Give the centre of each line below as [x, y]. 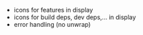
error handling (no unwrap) [52, 24]
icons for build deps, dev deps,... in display [75, 17]
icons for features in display [53, 10]
